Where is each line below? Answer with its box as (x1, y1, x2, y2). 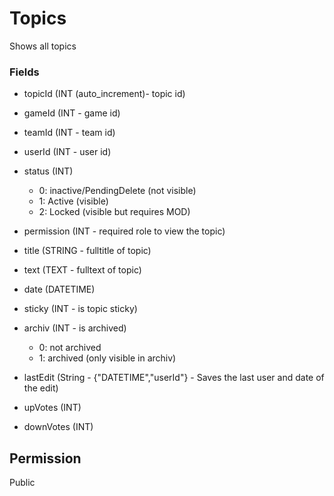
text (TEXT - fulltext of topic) (23, 264, 142, 276)
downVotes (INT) (23, 421, 94, 433)
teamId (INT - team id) (23, 127, 116, 139)
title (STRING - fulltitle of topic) (23, 245, 152, 257)
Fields (9, 65, 40, 79)
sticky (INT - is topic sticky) (23, 303, 138, 315)
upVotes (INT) (23, 402, 82, 414)
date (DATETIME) (23, 283, 96, 296)
